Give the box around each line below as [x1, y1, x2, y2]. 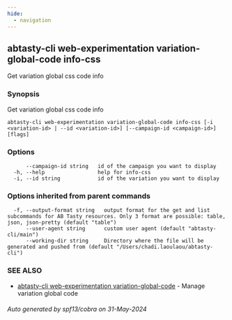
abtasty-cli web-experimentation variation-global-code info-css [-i [7, 119, 214, 125]
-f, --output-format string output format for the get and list [13, 207, 210, 214]
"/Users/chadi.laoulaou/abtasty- [116, 243, 214, 251]
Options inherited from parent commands [7, 191, 151, 201]
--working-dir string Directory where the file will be [25, 238, 204, 245]
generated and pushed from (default [7, 243, 114, 251]
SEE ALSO [7, 266, 42, 275]
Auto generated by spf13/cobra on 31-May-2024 [7, 305, 148, 314]
